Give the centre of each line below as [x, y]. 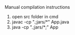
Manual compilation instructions [37, 7]
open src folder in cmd [35, 17]
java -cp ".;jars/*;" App [35, 27]
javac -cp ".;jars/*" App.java [40, 22]
